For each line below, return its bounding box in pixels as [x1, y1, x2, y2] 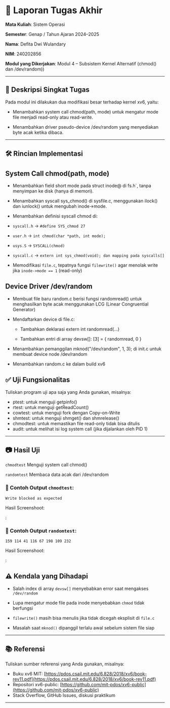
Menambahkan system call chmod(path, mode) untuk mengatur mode [12, 108, 158, 115]
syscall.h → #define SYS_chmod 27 [12, 222, 86, 229]
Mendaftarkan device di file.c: [12, 316, 75, 322]
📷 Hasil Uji [5, 445, 40, 454]
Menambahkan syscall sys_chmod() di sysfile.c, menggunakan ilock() [12, 198, 158, 204]
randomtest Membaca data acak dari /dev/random [5, 471, 109, 478]
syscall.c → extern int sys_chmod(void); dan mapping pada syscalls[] [12, 252, 165, 258]
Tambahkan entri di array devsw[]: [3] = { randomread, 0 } [20, 336, 142, 342]
